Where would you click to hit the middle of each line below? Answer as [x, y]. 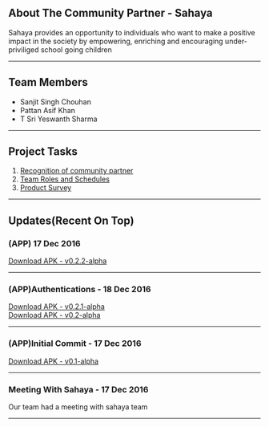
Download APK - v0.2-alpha [54, 315]
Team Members [48, 82]
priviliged [24, 49]
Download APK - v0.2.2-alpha [58, 261]
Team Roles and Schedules [65, 179]
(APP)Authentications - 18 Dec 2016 [80, 290]
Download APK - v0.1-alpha [53, 361]
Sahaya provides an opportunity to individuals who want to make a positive [132, 32]
